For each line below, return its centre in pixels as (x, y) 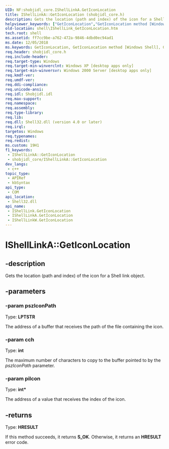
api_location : (20, 197)
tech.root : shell (23, 33)
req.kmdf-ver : (20, 75)
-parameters (25, 291)
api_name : (16, 206)
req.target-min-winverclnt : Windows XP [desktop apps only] (70, 66)
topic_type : (18, 173)
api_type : (16, 188)
